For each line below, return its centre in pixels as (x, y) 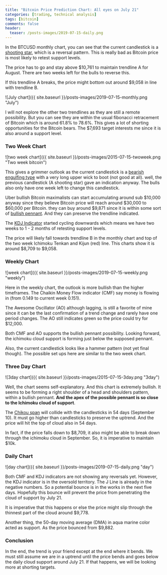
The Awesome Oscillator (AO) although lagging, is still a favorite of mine (79, 307)
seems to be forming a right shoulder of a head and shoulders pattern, (77, 392)
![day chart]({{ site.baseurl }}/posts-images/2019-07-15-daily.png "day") (80, 467)
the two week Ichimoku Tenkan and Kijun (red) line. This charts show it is (80, 243)
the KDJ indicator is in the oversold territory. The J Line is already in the (79, 482)
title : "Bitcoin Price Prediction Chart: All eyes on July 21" (72, 10)
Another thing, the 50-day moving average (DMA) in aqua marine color (78, 522)
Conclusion (19, 541)
